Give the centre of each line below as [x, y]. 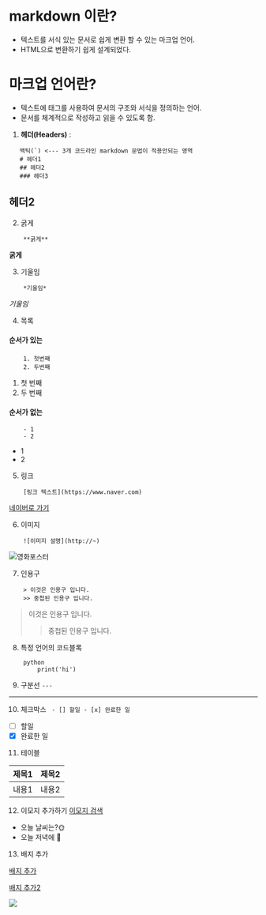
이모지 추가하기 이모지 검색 [62, 811]
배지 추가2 [25, 888]
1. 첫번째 [37, 359]
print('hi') [57, 670]
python [34, 663]
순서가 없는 [26, 412]
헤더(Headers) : [46, 134]
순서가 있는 [26, 340]
